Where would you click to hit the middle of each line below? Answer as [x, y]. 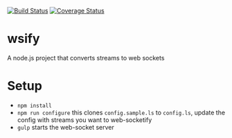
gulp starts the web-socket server [65, 127]
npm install [34, 105]
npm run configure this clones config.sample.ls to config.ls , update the [121, 112]
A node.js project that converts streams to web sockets [86, 58]
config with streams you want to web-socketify [84, 120]
